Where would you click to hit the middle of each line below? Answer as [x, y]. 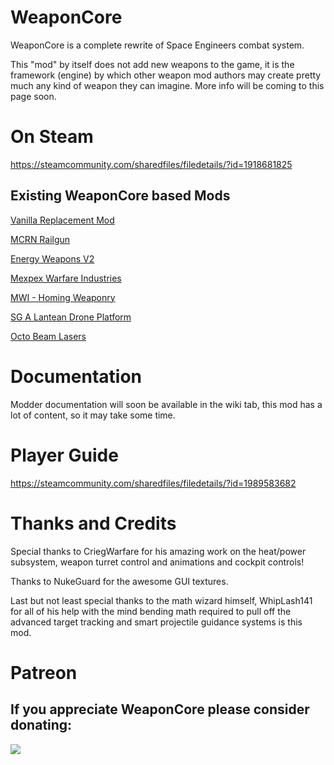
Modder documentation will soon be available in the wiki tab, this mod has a [166, 404]
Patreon [44, 672]
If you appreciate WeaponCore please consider [160, 709]
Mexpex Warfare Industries [66, 278]
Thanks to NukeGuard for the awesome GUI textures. [119, 581]
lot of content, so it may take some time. [93, 415]
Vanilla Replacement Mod [62, 220]
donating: [41, 725]
